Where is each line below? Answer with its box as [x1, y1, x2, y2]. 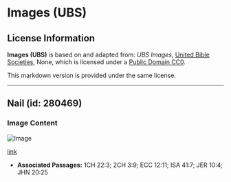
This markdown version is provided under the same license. [7, 71, 177, 79]
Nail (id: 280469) [7, 98, 82, 110]
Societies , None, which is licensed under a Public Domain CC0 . [7, 58, 186, 66]
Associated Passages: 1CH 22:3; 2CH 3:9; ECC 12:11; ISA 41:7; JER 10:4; [16, 161, 223, 169]
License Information [7, 32, 95, 44]
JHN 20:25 [16, 168, 48, 176]
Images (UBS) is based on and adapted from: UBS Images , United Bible [7, 50, 210, 59]
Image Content [7, 119, 58, 128]
